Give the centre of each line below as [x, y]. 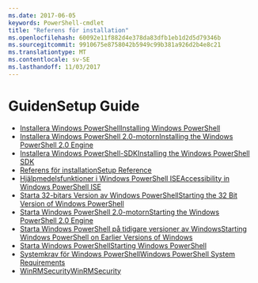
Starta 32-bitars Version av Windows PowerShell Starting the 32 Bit [128, 195]
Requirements [42, 262]
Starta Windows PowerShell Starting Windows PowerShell [113, 245]
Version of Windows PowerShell [72, 203]
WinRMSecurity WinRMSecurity [70, 270]
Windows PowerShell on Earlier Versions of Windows [106, 237]
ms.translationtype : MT [47, 52]
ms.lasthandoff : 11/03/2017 [55, 67]
